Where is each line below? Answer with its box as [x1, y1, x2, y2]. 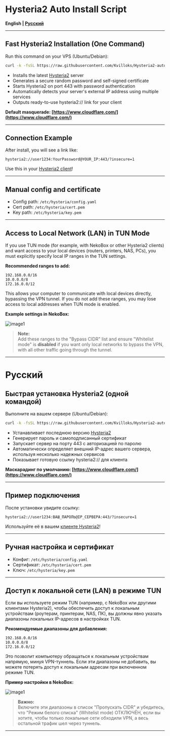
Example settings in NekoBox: [5, 311, 70, 317]
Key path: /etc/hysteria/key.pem [12, 209, 82, 216]
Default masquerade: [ [5, 109, 54, 115]
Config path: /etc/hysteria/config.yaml [12, 199, 97, 205]
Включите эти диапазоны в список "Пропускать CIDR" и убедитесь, [17, 704, 165, 710]
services [12, 94, 31, 100]
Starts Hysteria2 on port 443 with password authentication [12, 83, 136, 89]
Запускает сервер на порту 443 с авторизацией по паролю [12, 440, 142, 446]
